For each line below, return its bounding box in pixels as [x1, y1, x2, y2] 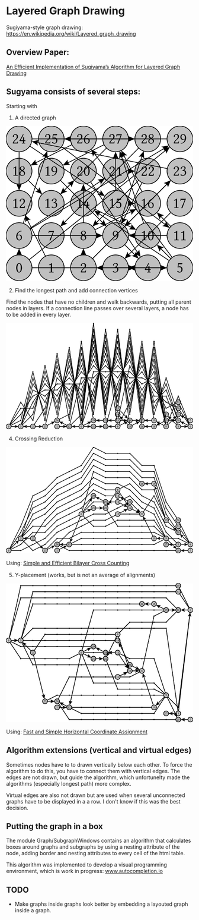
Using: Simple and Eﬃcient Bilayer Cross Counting [6, 560, 130, 567]
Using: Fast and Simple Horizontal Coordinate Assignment [6, 728, 148, 735]
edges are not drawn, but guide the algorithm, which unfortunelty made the [6, 774, 190, 781]
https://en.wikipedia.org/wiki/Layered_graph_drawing [6, 30, 136, 37]
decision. [6, 804, 28, 811]
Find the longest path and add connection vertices [14, 287, 138, 294]
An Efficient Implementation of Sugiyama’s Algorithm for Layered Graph [6, 63, 181, 70]
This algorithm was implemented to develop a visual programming [6, 861, 168, 868]
